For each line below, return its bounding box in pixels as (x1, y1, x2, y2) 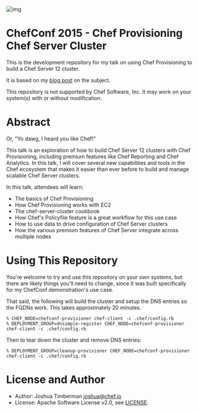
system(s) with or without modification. (6, 94, 102, 101)
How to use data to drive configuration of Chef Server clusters (14, 220, 168, 227)
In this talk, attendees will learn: (6, 183, 84, 191)
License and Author (6, 373, 105, 386)
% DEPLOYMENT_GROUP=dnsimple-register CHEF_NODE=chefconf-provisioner (6, 320, 185, 327)
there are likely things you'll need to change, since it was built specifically (6, 280, 187, 287)
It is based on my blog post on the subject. (6, 76, 111, 83)
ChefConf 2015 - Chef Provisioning (6, 27, 183, 40)
